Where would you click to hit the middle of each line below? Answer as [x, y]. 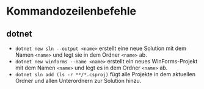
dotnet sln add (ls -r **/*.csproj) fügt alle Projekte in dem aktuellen [105, 74]
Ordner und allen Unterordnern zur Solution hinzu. [78, 81]
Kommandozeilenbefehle [71, 11]
